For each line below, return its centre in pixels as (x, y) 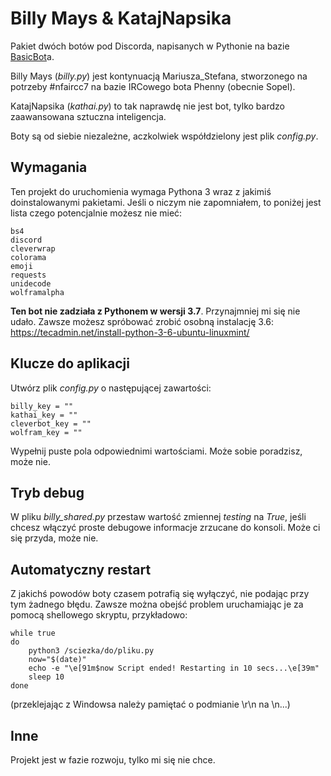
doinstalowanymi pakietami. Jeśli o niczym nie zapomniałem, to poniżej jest (166, 202)
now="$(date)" (57, 660)
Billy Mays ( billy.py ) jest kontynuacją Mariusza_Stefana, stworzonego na (159, 76)
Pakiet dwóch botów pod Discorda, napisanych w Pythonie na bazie (150, 46)
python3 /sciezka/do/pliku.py (91, 651)
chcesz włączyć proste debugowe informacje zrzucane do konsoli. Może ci (165, 528)
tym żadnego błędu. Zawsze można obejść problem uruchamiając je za (157, 604)
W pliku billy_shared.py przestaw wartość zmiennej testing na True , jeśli (158, 517)
